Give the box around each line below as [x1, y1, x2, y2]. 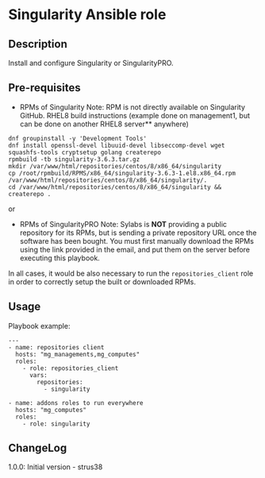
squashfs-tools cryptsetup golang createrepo [8, 148, 161, 156]
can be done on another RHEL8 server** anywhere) [19, 119, 189, 129]
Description [8, 37, 67, 51]
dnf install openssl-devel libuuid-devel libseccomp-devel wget [8, 141, 225, 149]
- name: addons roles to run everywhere [8, 399, 144, 407]
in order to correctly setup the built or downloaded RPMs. [8, 276, 196, 287]
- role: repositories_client [22, 364, 119, 372]
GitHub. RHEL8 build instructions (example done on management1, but [19, 110, 251, 120]
